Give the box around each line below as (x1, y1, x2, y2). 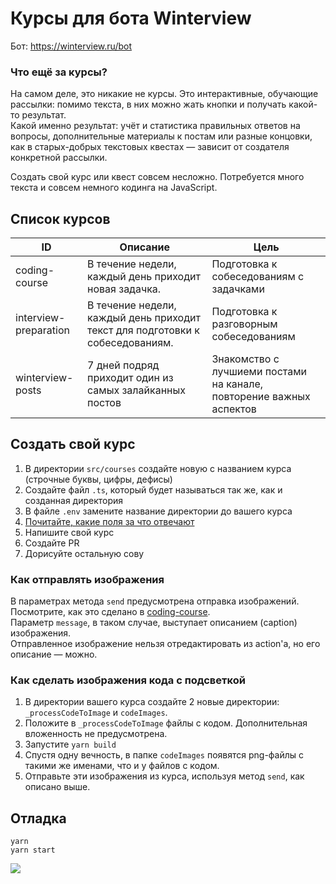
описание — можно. (10, 648, 98, 661)
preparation (15, 323, 70, 337)
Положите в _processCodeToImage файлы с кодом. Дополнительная (24, 717, 308, 729)
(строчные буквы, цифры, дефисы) (24, 473, 173, 485)
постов (87, 396, 122, 410)
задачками (211, 282, 265, 296)
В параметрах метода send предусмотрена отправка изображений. (10, 595, 300, 607)
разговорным (211, 317, 278, 331)
